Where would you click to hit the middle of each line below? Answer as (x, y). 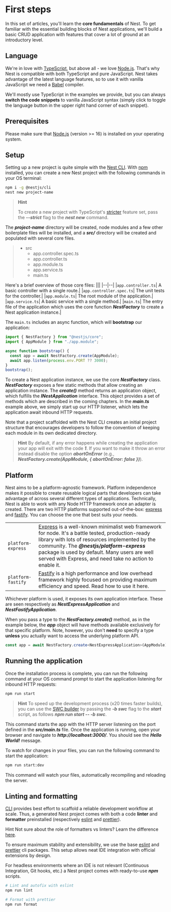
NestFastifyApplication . (31, 610)
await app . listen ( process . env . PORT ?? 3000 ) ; (59, 360)
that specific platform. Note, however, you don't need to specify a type (80, 630)
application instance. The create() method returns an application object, (81, 391)
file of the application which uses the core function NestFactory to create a (84, 307)
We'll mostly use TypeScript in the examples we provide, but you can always (85, 94)
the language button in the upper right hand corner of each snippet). (77, 105)
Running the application (44, 661)
